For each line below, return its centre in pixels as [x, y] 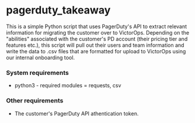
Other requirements [35, 101]
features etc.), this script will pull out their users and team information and [95, 45]
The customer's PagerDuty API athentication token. [76, 113]
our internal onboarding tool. [40, 57]
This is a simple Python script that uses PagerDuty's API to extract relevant [97, 26]
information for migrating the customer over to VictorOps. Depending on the [97, 32]
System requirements [37, 73]
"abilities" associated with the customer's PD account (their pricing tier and [97, 39]
